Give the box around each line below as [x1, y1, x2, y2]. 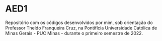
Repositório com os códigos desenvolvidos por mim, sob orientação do [5, 19, 153, 25]
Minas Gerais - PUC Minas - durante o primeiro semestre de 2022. [5, 30, 143, 36]
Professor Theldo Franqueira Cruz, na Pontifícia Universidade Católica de [5, 24, 157, 30]
